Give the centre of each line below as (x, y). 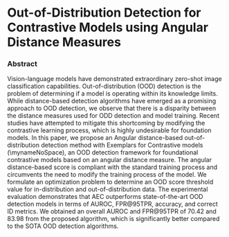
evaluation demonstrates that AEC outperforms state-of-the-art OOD (105, 197)
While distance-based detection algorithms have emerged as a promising (112, 101)
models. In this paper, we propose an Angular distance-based (95, 138)
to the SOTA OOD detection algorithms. (63, 226)
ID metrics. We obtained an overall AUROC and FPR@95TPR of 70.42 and (112, 211)
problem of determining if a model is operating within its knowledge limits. (112, 94)
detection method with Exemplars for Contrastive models (122, 145)
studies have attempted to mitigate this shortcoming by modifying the (106, 123)
